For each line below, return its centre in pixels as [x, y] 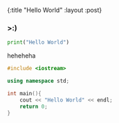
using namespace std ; [38, 81]
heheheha [21, 56]
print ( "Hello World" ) [38, 42]
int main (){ [24, 93]
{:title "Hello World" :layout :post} [55, 10]
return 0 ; [34, 106]
